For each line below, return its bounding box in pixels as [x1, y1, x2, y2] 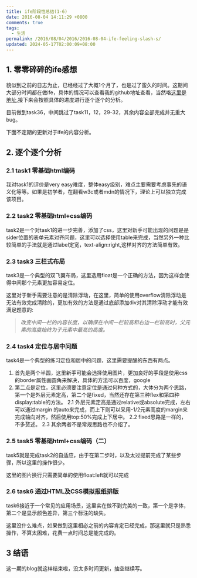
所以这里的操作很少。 [16, 459, 68, 466]
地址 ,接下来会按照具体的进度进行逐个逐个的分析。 [6, 96, 126, 103]
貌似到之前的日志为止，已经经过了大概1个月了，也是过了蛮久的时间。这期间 [6, 81, 188, 88]
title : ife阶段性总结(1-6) [6, 8, 67, 15]
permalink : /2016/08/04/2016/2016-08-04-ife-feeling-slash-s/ [6, 36, 161, 42]
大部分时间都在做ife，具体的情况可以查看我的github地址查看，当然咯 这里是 [6, 89, 187, 96]
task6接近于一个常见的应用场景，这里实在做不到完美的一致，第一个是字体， [6, 501, 189, 509]
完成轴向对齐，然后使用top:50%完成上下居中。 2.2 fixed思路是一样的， [14, 413, 186, 421]
